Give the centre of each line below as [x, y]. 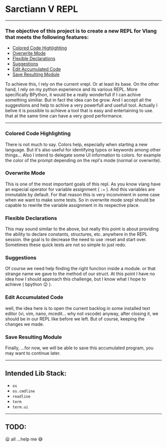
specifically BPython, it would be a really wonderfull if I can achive [73, 95]
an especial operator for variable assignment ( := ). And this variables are [80, 189]
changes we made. [25, 324]
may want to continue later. [33, 353]
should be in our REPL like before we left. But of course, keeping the [75, 319]
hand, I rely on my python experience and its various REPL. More [71, 89]
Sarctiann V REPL [42, 9]
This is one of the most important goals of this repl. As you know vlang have [83, 184]
